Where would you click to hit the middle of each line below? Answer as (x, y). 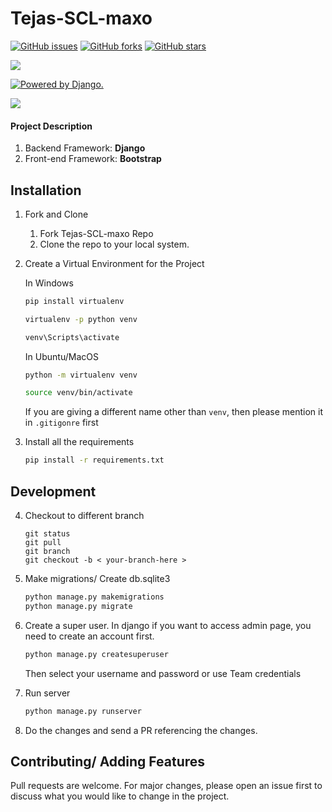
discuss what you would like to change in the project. (120, 796)
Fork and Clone (56, 214)
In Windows (49, 283)
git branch (47, 552)
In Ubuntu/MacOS (61, 356)
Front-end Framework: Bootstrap (93, 159)
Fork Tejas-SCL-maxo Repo (96, 233)
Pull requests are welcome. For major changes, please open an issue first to (166, 786)
